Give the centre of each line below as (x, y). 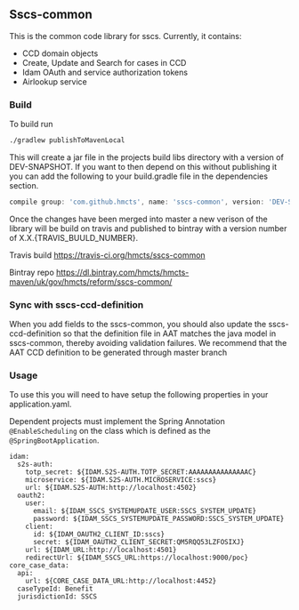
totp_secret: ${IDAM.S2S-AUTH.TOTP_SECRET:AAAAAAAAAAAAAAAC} (141, 472)
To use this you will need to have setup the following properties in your (139, 395)
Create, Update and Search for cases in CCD (104, 62)
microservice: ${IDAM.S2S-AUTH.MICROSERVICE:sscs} (121, 480)
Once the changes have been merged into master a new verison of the (139, 219)
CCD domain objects (60, 53)
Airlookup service (54, 81)
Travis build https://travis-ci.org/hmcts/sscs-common (108, 255)
